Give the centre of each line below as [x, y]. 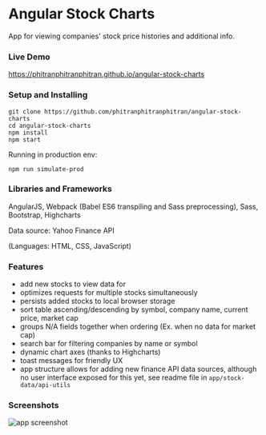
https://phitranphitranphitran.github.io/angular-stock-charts [107, 74]
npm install [28, 133]
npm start [25, 140]
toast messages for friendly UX [71, 361]
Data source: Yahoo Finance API [61, 230]
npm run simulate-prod [46, 169]
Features [26, 266]
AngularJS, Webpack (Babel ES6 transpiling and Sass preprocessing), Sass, [133, 206]
